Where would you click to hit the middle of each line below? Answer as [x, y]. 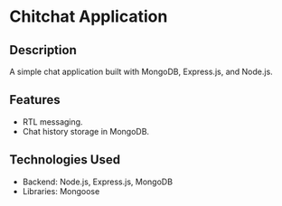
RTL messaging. [52, 122]
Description [43, 50]
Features [35, 100]
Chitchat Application [89, 17]
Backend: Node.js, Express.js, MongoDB [98, 182]
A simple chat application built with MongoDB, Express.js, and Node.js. [141, 71]
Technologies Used [65, 160]
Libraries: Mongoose [61, 191]
